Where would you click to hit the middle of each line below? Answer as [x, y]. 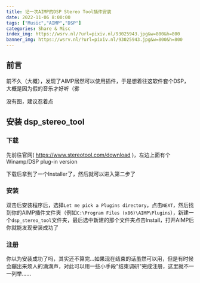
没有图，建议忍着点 [30, 101]
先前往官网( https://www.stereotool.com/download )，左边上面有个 [88, 155]
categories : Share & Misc [38, 28]
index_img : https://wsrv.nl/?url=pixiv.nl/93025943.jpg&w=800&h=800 [93, 34]
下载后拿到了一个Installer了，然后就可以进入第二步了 [71, 174]
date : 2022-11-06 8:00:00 [38, 17]
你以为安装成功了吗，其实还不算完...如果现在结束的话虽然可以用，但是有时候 [100, 259]
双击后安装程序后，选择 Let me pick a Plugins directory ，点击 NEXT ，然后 [98, 205]
